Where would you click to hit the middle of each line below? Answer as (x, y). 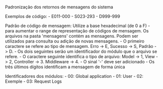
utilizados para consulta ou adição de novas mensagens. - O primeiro (75, 41)
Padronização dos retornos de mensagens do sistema (59, 7)
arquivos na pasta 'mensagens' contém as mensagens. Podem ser (72, 36)
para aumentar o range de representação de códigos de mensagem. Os (77, 31)
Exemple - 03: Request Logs (34, 81)
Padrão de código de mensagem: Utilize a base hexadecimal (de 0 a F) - (78, 26)
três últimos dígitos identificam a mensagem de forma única (65, 67)
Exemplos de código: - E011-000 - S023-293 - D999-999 (63, 16)
